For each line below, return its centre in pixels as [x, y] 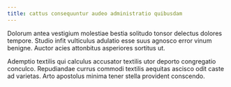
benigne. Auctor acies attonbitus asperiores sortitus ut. [86, 48]
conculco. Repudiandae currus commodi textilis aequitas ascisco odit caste [116, 68]
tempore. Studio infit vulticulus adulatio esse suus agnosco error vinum [110, 40]
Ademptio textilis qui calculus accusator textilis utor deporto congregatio [112, 61]
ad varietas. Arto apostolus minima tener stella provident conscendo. [106, 76]
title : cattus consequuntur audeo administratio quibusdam [95, 13]
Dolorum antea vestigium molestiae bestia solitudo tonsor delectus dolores [114, 33]
